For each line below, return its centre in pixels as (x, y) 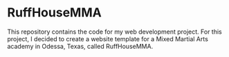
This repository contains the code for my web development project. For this (115, 32)
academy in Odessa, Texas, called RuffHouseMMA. (80, 46)
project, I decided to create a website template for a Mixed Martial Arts (108, 38)
